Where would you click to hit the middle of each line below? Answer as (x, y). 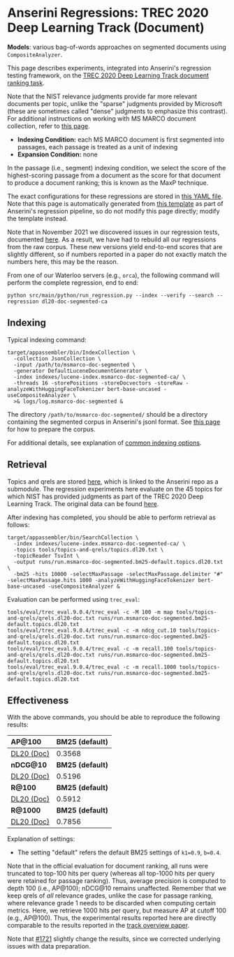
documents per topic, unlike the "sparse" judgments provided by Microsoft (115, 103)
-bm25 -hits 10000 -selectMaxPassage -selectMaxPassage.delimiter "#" (118, 574)
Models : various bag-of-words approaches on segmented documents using (117, 47)
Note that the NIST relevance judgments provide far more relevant (102, 96)
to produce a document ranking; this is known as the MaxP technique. (108, 182)
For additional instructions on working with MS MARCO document (102, 118)
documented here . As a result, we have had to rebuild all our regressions (112, 239)
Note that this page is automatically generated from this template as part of (115, 203)
